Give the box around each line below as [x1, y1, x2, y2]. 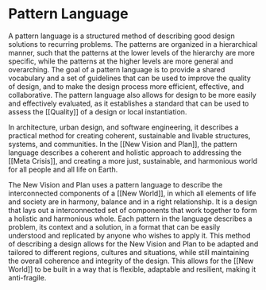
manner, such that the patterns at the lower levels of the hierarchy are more [8, 48, 256, 57]
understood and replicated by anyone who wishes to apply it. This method [8, 230, 251, 240]
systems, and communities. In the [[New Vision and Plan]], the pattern [8, 139, 238, 149]
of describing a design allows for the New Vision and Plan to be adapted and [8, 239, 259, 249]
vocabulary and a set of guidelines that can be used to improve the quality [8, 73, 252, 83]
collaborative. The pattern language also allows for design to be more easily [8, 90, 256, 99]
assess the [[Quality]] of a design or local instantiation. [8, 106, 187, 116]
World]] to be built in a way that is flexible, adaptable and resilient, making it [8, 264, 256, 274]
